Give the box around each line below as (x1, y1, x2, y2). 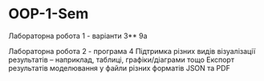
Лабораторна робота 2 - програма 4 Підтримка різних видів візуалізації (8, 46, 256, 56)
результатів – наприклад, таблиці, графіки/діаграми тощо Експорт (8, 55, 235, 64)
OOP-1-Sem (8, 5, 89, 23)
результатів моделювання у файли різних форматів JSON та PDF (8, 63, 230, 72)
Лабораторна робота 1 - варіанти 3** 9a (8, 31, 148, 40)
